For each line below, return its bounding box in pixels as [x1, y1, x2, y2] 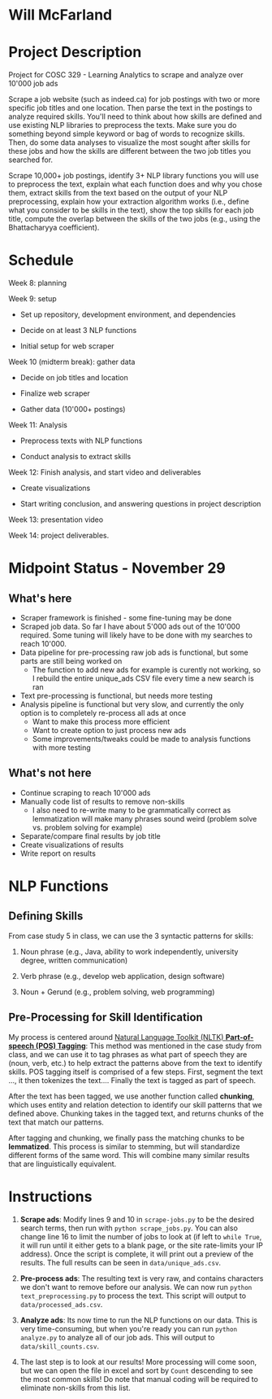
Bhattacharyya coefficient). [8, 222, 100, 233]
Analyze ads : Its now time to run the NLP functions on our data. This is [19, 1315, 258, 1325]
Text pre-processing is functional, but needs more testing [19, 691, 214, 701]
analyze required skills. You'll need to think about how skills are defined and [8, 112, 262, 121]
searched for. [8, 155, 54, 164]
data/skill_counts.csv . [19, 1341, 100, 1351]
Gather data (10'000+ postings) [19, 405, 126, 414]
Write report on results [19, 849, 96, 858]
